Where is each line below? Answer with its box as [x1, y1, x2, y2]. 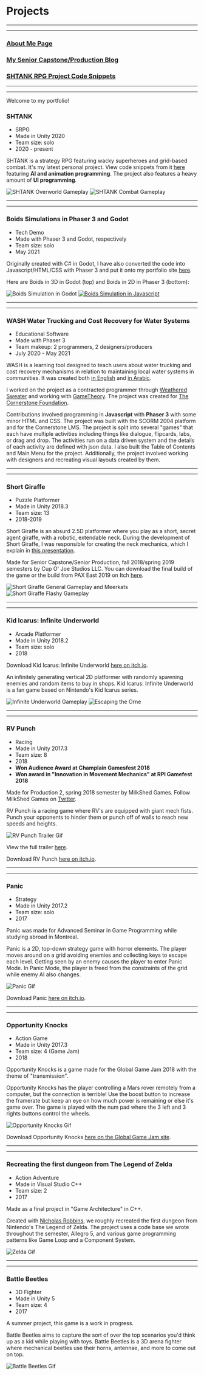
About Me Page [6, 39, 53, 47]
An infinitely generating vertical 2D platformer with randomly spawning [6, 673, 183, 680]
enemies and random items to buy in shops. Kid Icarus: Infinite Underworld [6, 680, 194, 687]
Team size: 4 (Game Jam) [15, 1047, 80, 1055]
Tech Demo [15, 229, 44, 236]
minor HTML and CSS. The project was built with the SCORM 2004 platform [6, 417, 196, 424]
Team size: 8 [15, 751, 47, 758]
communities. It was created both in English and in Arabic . [6, 374, 152, 381]
